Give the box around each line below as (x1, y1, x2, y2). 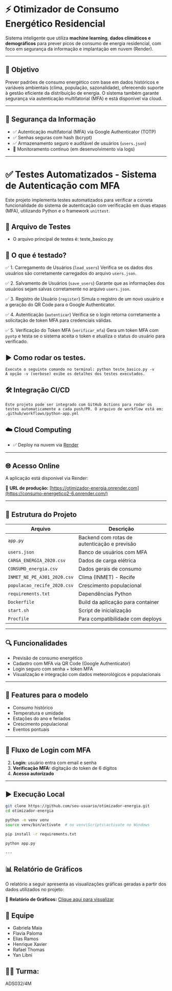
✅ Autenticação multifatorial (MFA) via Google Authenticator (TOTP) (12, 129, 156, 135)
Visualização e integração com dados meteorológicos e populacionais (12, 671, 161, 677)
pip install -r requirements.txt (5, 831, 77, 837)
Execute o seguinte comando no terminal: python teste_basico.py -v (5, 367, 155, 372)
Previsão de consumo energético (12, 655, 83, 661)
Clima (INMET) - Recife (78, 574, 135, 581)
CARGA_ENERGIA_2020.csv (8, 558, 66, 563)
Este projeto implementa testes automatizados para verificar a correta (5, 197, 153, 203)
